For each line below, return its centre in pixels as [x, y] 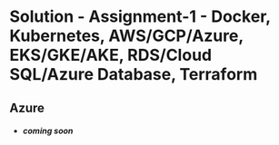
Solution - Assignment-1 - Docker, [140, 17]
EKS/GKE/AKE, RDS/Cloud [110, 55]
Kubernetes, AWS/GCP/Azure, [126, 36]
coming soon [48, 131]
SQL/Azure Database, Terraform [134, 75]
